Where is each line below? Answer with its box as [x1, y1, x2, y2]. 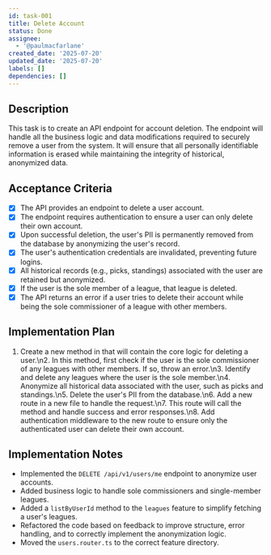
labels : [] [8, 65, 45, 73]
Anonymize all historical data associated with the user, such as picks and [19, 381, 264, 391]
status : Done [8, 27, 53, 35]
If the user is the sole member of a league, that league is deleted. [19, 283, 238, 292]
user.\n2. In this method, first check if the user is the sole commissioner [19, 355, 260, 365]
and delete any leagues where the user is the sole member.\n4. [19, 372, 231, 382]
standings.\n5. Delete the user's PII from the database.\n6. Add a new [19, 390, 253, 399]
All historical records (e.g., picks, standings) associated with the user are [19, 265, 263, 275]
